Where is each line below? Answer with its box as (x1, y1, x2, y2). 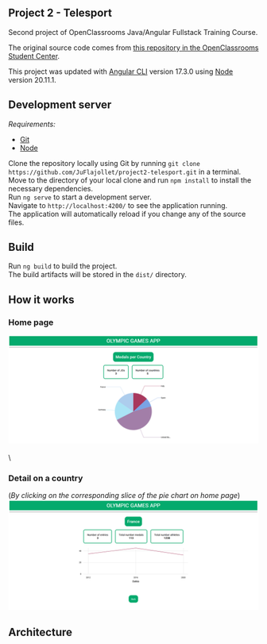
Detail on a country (8, 472, 83, 484)
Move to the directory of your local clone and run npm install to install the (8, 175, 252, 185)
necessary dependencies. (8, 183, 94, 193)
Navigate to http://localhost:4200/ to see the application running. (8, 200, 228, 210)
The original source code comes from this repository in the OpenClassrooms (8, 43, 259, 52)
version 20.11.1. (8, 75, 57, 84)
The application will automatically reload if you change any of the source (8, 209, 246, 218)
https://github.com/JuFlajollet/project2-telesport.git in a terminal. (8, 167, 242, 176)
